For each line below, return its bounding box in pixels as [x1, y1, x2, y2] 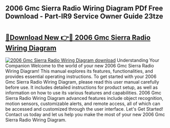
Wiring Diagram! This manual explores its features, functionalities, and [5, 68, 154, 74]
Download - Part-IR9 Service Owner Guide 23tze [5, 12, 163, 21]
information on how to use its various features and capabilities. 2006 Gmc [5, 90, 161, 96]
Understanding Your [117, 57, 160, 63]
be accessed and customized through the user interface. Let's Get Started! [5, 106, 163, 112]
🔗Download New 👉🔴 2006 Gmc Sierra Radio [5, 33, 151, 42]
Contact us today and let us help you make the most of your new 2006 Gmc [5, 112, 165, 117]
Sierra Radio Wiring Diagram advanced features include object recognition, [5, 95, 164, 101]
